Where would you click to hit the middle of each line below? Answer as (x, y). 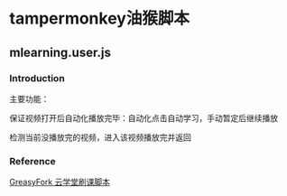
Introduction (37, 78)
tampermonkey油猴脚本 (99, 19)
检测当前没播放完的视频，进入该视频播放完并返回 (100, 137)
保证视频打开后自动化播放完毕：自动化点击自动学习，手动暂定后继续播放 (143, 117)
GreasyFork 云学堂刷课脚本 (60, 182)
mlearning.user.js (60, 52)
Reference (32, 161)
